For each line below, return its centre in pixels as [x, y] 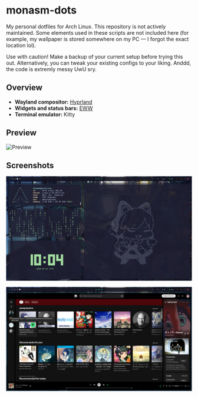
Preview [22, 133]
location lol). [21, 45]
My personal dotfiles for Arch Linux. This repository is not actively [86, 26]
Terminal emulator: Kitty [45, 114]
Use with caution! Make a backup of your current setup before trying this [95, 56]
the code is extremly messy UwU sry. [52, 69]
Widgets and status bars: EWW [54, 108]
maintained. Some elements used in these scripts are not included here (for [98, 32]
